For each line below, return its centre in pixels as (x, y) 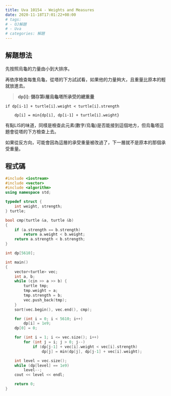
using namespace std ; (28, 193)
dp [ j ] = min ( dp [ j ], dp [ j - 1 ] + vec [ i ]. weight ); (92, 351)
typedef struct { (24, 202)
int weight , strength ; (38, 206)
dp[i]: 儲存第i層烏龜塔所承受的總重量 (56, 97)
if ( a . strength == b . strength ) (48, 230)
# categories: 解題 (25, 34)
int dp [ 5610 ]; (20, 253)
